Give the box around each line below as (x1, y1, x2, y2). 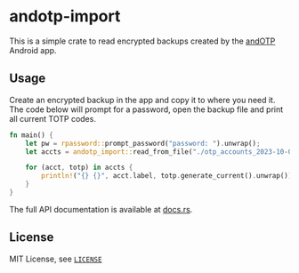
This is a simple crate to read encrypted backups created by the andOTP (9, 36, 276, 46)
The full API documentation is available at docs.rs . (9, 204, 193, 214)
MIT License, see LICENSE (9, 253, 102, 264)
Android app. (9, 44, 57, 55)
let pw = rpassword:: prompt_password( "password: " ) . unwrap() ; (25, 139, 261, 148)
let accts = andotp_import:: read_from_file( (25, 147, 193, 157)
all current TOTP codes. (9, 113, 96, 124)
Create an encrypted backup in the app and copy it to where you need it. (9, 94, 276, 105)
